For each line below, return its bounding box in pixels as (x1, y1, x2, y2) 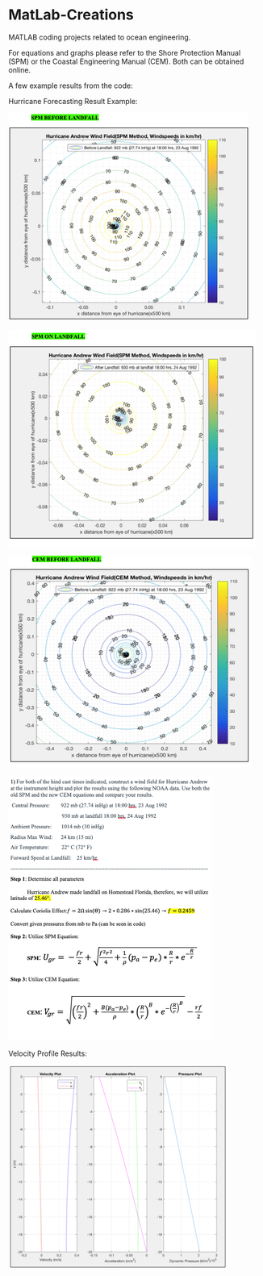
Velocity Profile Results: (8, 1049, 87, 1058)
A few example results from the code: (8, 81, 133, 90)
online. (8, 65, 31, 74)
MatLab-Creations (8, 6, 135, 24)
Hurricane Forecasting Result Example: (8, 96, 138, 106)
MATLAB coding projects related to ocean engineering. (8, 32, 191, 42)
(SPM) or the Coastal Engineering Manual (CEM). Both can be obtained (8, 56, 244, 66)
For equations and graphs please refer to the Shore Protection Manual (8, 48, 241, 57)
